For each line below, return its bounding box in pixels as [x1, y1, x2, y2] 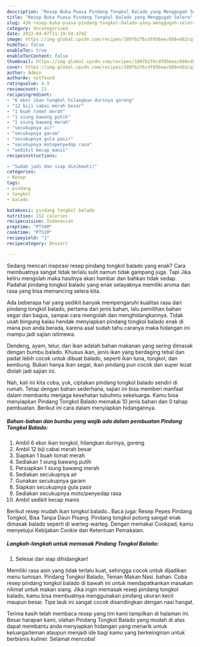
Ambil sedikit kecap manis [15, 496, 80, 503]
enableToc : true [7, 48, 47, 54]
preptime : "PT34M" [7, 224, 52, 230]
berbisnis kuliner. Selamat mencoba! [7, 635, 96, 642]
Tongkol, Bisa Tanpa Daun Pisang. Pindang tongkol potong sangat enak [7, 514, 182, 521]
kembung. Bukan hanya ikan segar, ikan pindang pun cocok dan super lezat [7, 361, 192, 368]
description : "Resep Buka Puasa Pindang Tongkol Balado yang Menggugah [7, 8, 188, 15]
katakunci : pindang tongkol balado [7, 207, 95, 213]
